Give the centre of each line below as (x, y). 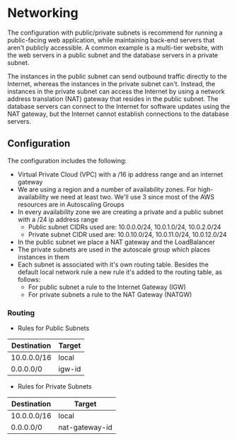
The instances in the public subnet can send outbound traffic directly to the (117, 76)
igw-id (70, 369)
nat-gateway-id (86, 428)
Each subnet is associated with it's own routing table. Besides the (113, 264)
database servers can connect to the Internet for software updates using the (119, 106)
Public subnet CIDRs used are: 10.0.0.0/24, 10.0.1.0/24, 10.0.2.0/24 (125, 227)
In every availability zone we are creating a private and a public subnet (120, 212)
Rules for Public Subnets (53, 328)
